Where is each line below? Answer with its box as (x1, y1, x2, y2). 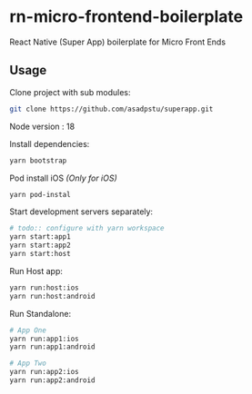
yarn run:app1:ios (9, 334, 79, 343)
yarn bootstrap (9, 156, 67, 165)
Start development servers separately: (9, 206, 153, 217)
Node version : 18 (9, 121, 76, 132)
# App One (9, 325, 47, 335)
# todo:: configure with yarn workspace (9, 224, 166, 233)
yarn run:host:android (9, 291, 96, 300)
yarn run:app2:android (9, 376, 96, 385)
